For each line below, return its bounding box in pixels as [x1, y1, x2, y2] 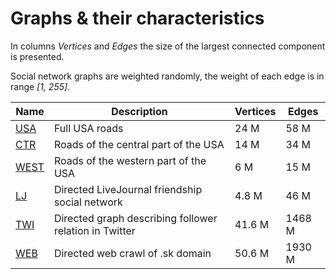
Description [111, 104, 168, 118]
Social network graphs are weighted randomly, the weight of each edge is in [10, 70, 325, 82]
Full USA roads [53, 121, 124, 135]
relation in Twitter [53, 223, 136, 237]
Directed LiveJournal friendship [53, 182, 203, 196]
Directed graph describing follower [53, 211, 218, 225]
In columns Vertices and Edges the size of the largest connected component [10, 40, 326, 52]
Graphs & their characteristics [10, 7, 265, 30]
